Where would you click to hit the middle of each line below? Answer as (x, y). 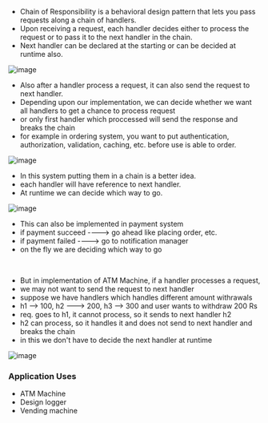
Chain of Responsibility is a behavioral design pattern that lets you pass (138, 12)
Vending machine (49, 411)
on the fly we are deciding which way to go (91, 249)
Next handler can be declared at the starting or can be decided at (128, 46)
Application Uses (42, 376)
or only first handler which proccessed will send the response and (129, 119)
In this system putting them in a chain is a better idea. (108, 176)
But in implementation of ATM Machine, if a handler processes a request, (140, 280)
